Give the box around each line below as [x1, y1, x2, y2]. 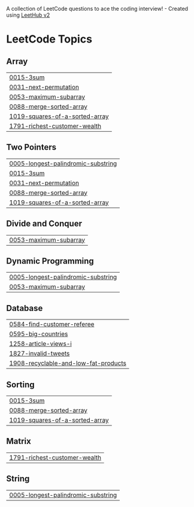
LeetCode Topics [6, 32, 93, 46]
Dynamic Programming [6, 256, 94, 266]
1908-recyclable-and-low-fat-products [9, 359, 127, 367]
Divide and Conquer [6, 219, 83, 229]
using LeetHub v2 [6, 11, 50, 19]
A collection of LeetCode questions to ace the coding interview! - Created [6, 5, 189, 12]
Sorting [6, 379, 35, 390]
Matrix [6, 436, 31, 446]
